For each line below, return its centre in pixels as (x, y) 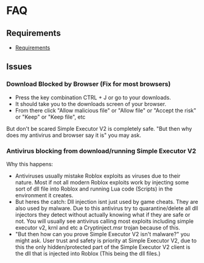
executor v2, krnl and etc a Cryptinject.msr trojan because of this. (98, 227)
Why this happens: (30, 164)
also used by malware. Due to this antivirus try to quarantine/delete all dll (107, 208)
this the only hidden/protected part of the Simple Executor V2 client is (103, 247)
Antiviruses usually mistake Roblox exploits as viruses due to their (98, 176)
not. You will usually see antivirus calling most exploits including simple (104, 221)
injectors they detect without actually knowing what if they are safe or (103, 214)
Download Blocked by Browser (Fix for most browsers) (89, 84)
